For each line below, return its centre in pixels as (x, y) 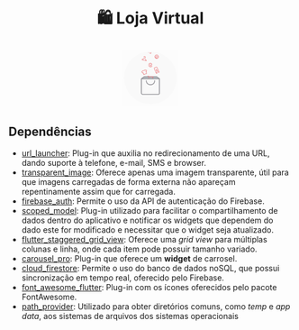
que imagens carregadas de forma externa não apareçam (128, 182)
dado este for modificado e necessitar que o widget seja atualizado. (147, 230)
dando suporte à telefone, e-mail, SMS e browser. (113, 163)
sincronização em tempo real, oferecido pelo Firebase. (122, 278)
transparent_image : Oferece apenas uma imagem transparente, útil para (155, 172)
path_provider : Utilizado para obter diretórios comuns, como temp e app (156, 307)
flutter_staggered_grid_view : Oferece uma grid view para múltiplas (144, 239)
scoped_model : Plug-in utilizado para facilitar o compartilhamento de (149, 211)
